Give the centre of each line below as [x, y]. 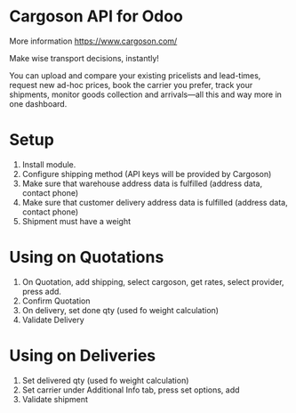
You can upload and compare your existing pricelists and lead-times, [135, 75]
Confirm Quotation [56, 301]
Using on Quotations [87, 258]
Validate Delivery [53, 320]
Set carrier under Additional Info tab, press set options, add [131, 390]
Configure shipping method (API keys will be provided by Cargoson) [147, 174]
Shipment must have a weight [76, 221]
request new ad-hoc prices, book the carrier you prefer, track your [131, 85]
